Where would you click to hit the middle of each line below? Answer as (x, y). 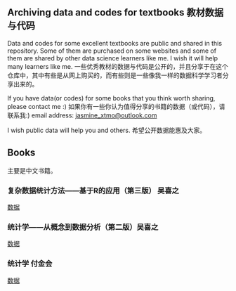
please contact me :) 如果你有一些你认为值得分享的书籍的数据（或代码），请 (116, 106)
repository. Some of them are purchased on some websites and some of (112, 51)
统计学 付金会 (30, 264)
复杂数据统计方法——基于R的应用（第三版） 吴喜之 (93, 190)
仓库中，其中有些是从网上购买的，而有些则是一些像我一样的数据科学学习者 (115, 75)
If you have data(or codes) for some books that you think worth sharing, (111, 98)
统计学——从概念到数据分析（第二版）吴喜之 (83, 227)
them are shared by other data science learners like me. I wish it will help (113, 58)
